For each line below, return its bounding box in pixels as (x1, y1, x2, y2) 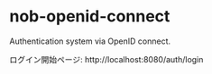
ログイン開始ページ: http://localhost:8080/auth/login (9, 53, 204, 64)
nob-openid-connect (9, 6, 171, 27)
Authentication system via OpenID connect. (9, 36, 171, 46)
